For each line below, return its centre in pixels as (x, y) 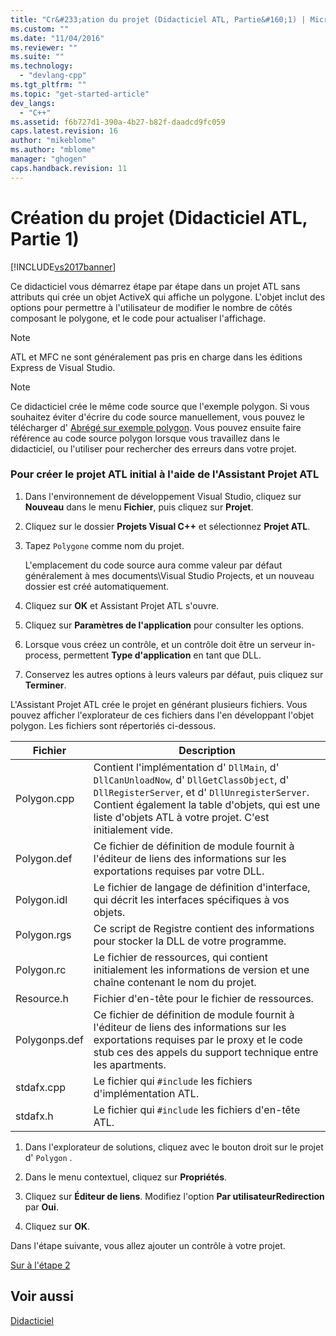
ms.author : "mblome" (53, 150)
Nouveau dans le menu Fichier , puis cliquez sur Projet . (139, 507)
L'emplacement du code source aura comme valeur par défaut (153, 565)
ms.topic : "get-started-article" (80, 94)
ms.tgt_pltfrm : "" (48, 85)
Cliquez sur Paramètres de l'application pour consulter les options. (164, 625)
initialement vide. (133, 829)
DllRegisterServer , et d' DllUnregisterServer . (201, 792)
